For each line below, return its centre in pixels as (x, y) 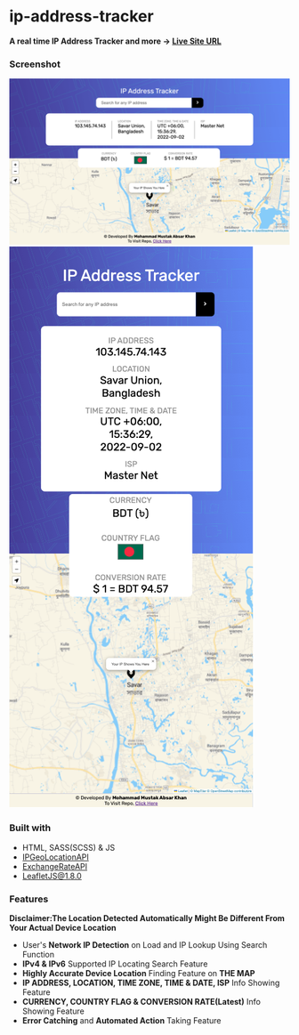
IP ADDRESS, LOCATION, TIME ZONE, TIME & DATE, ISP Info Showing (151, 983)
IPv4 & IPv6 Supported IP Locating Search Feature (115, 964)
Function (38, 955)
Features (29, 899)
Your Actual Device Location (63, 928)
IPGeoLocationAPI (55, 857)
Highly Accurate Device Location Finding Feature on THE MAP (138, 974)
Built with (30, 828)
